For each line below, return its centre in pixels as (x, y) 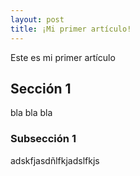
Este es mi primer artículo (63, 57)
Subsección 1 (43, 139)
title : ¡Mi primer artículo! (71, 29)
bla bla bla (31, 113)
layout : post (37, 19)
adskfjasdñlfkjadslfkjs (55, 160)
